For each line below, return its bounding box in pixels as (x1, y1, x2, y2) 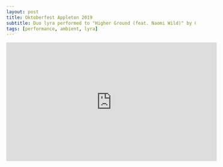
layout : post (6, 8, 39, 15)
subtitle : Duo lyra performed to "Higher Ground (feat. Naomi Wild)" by (6, 20, 192, 26)
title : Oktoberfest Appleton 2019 (6, 14, 93, 20)
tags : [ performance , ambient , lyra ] (6, 25, 98, 32)
